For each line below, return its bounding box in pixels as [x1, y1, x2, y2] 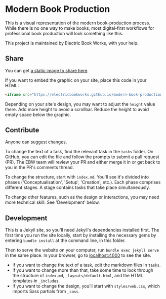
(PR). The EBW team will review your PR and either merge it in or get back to [5, 159, 161, 165]
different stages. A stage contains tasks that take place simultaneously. [5, 184, 150, 190]
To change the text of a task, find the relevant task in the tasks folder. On [5, 149, 154, 155]
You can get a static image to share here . [5, 67, 89, 73]
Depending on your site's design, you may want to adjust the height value [5, 101, 156, 107]
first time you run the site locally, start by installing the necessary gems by [5, 232, 157, 239]
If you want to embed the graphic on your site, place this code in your [5, 77, 147, 83]
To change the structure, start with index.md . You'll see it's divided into [5, 174, 149, 180]
